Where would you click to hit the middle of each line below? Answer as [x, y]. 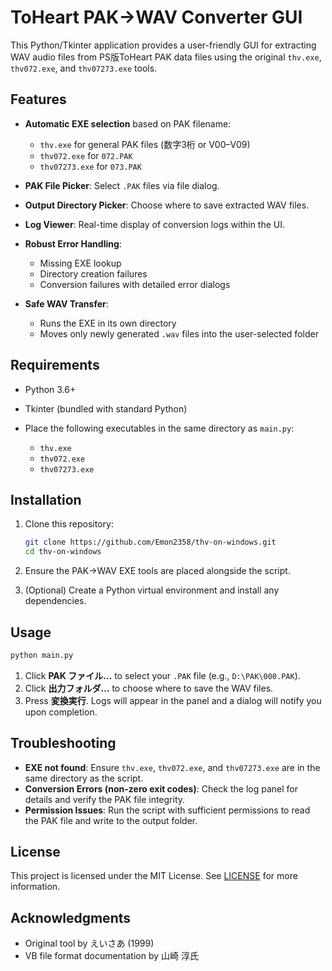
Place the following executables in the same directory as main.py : [159, 428]
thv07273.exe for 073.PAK [90, 166]
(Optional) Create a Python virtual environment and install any [152, 590]
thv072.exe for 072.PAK [86, 155]
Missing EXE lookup [80, 263]
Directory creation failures [93, 273]
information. [35, 887]
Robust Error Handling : [73, 243]
